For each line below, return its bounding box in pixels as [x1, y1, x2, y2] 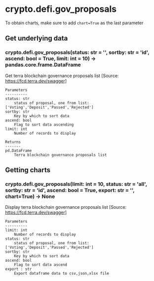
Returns [5, 140, 21, 144]
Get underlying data [5, 34, 68, 43]
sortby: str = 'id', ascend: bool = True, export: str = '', [5, 187, 135, 193]
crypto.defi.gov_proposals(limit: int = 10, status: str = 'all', [5, 181, 147, 187]
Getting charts [5, 166, 51, 174]
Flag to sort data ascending [14, 122, 74, 127]
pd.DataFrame [5, 148, 32, 153]
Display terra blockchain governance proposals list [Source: [5, 204, 127, 210]
